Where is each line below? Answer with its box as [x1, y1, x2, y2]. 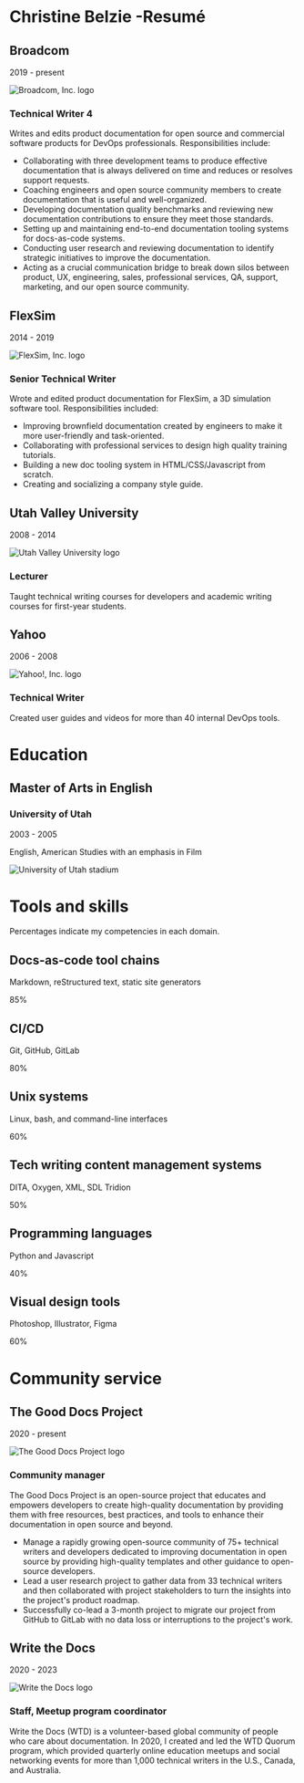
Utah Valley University [9, 505, 139, 521]
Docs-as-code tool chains [9, 952, 160, 968]
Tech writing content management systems [9, 1157, 262, 1173]
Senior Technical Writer [9, 372, 117, 385]
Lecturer [9, 570, 48, 583]
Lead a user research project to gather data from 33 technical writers [22, 1575, 283, 1586]
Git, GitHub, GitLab [9, 1045, 80, 1056]
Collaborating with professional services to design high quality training [22, 440, 288, 451]
